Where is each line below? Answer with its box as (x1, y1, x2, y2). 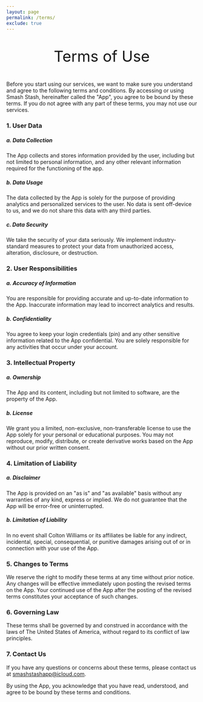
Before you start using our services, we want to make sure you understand (6, 80, 193, 88)
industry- (153, 236, 177, 244)
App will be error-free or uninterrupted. (6, 502, 104, 509)
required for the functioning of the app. (6, 165, 104, 172)
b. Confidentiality (6, 315, 52, 322)
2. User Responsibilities (6, 264, 78, 273)
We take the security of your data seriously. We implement (6, 236, 153, 244)
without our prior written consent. (6, 444, 90, 451)
